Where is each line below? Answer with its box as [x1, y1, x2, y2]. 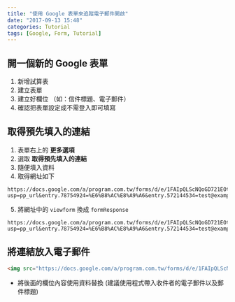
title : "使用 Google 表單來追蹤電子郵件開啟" [7, 10, 129, 17]
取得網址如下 [17, 172, 55, 180]
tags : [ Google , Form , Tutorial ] [7, 29, 101, 37]
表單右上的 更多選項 [17, 145, 75, 154]
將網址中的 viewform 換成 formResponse [17, 205, 129, 213]
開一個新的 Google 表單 [7, 57, 108, 69]
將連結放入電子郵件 [7, 246, 90, 258]
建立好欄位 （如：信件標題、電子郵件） [17, 95, 130, 103]
